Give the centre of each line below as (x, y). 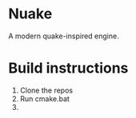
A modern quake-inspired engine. (64, 36)
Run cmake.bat (45, 98)
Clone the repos (46, 90)
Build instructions (68, 68)
